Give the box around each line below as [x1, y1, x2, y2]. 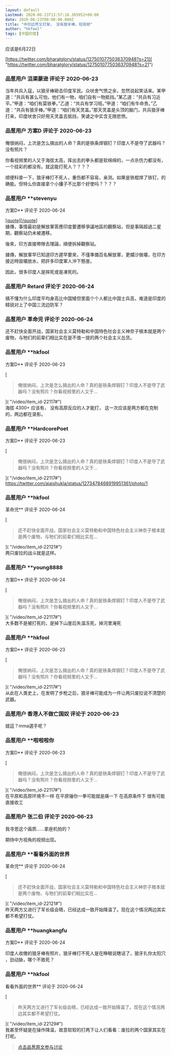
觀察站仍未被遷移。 [14, 230, 54, 236]
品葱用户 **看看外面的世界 [5, 850, 70, 857]
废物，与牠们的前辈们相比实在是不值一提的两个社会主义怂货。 [5, 335, 135, 341]
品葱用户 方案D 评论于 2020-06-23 [5, 127, 92, 134]
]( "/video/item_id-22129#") [5, 1020, 63, 1026]
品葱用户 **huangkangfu [5, 927, 68, 934]
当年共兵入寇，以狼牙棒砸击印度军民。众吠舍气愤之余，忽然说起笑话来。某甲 [5, 88, 166, 94]
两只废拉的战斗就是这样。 [5, 550, 59, 556]
